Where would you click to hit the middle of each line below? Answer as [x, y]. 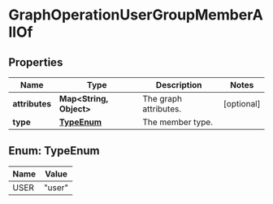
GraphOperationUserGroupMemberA [136, 15]
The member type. [178, 122]
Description [179, 85]
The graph [162, 99]
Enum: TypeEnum [54, 151]
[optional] [242, 104]
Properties [36, 62]
